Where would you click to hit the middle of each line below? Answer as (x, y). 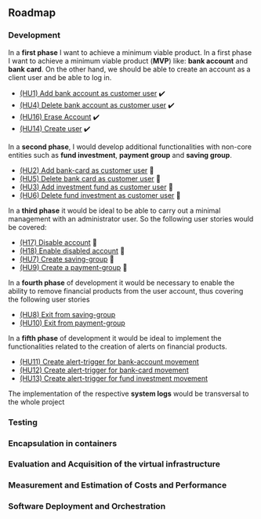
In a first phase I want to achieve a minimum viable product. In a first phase (130, 52)
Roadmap (32, 13)
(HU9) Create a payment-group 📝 (73, 267)
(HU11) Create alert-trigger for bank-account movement (109, 361)
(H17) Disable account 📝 (58, 242)
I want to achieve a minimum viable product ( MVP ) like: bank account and (128, 60)
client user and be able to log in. (60, 77)
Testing (23, 422)
